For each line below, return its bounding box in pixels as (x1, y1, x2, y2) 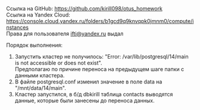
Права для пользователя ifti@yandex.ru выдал (6, 30, 124, 37)
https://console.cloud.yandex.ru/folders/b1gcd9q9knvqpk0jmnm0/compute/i (6, 18, 194, 24)
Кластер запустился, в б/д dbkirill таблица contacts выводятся (14, 91, 173, 98)
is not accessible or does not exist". (14, 59, 102, 66)
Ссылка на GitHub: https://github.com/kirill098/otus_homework (6, 5, 162, 12)
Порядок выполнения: (6, 41, 63, 48)
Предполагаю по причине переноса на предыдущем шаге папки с (14, 66, 185, 73)
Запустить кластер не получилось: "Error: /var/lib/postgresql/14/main (14, 53, 189, 60)
